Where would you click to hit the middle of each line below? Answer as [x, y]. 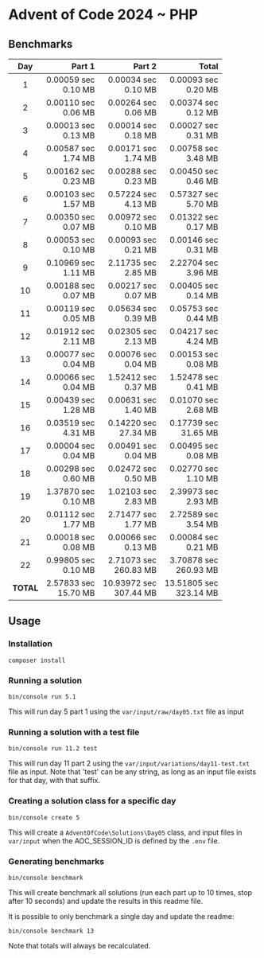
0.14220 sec [132, 423]
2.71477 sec [132, 514]
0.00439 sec [71, 400]
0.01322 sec [194, 217]
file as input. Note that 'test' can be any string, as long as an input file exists [132, 772]
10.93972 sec [130, 583]
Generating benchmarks [56, 861]
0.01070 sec [194, 400]
